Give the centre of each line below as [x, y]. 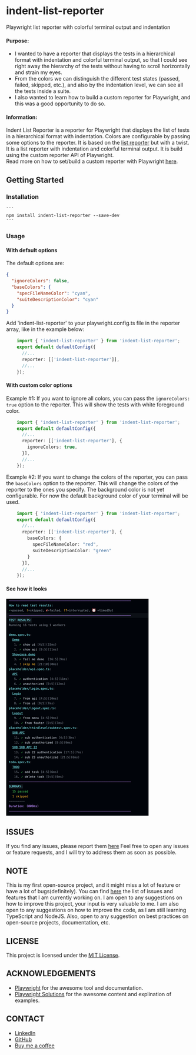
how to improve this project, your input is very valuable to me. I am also [92, 904]
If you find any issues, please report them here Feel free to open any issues [98, 846]
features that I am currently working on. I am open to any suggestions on [94, 897]
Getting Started [35, 180]
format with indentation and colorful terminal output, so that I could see [101, 60]
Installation [23, 196]
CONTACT [26, 1019]
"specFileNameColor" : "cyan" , [54, 293]
